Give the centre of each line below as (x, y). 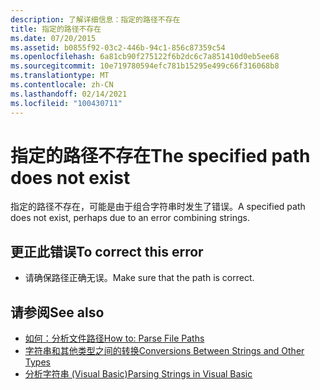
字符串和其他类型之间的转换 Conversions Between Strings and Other (164, 351)
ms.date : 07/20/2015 (53, 38)
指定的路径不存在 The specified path (160, 155)
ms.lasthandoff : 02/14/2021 (69, 94)
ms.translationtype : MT (60, 76)
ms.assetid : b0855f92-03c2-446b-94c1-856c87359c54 (118, 47)
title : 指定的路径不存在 (56, 29)
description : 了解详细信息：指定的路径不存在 (95, 19)
